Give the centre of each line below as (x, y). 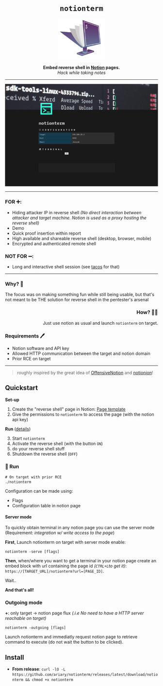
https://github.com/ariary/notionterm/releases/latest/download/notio (85, 675)
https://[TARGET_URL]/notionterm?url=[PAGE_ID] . (55, 571)
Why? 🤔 (14, 284)
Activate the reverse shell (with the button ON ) (57, 444)
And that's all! (19, 590)
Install (15, 657)
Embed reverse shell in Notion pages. (81, 68)
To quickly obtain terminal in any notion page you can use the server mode (80, 528)
